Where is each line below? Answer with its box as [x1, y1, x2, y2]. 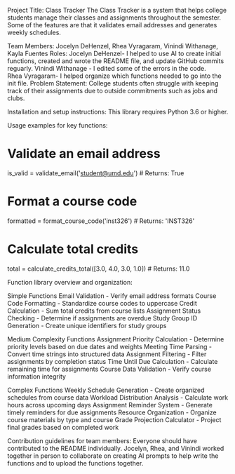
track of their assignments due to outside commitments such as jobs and [7, 87, 217, 95]
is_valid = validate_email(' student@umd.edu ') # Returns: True [7, 168, 184, 177]
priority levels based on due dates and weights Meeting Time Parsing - [7, 342, 213, 351]
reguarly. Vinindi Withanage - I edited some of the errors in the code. [7, 65, 207, 72]
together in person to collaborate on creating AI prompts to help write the [7, 452, 219, 460]
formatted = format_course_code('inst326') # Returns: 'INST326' [7, 217, 195, 225]
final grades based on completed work [7, 423, 119, 431]
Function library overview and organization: [7, 278, 133, 286]
